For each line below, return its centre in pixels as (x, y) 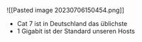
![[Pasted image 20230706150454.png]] (66, 10)
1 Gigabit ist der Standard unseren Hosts (76, 31)
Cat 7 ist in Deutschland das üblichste (72, 23)
